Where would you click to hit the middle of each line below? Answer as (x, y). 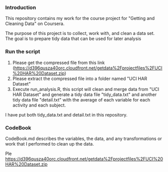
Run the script (23, 51)
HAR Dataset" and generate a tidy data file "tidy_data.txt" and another (85, 94)
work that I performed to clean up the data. (50, 143)
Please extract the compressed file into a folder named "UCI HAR (80, 78)
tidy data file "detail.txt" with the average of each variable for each (81, 99)
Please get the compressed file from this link (59, 62)
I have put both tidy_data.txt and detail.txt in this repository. (66, 114)
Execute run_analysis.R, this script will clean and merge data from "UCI (86, 89)
